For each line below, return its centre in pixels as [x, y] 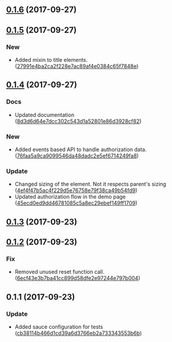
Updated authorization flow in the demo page [70, 197]
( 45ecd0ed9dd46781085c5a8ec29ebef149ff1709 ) [76, 203]
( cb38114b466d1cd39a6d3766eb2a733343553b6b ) [78, 333]
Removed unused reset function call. [60, 272]
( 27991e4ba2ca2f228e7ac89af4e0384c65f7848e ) [77, 66]
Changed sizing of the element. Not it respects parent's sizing [90, 184]
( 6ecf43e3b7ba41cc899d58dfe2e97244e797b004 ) [77, 278]
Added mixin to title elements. [51, 60]
